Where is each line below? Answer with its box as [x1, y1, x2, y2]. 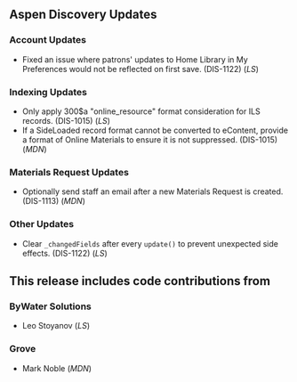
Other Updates [9, 218, 74, 231]
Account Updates [9, 34, 87, 46]
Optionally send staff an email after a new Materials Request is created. [21, 186, 284, 197]
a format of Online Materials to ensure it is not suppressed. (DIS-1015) [21, 134, 278, 145]
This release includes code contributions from [9, 273, 271, 289]
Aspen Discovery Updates [9, 7, 157, 22]
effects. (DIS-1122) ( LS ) [21, 248, 108, 258]
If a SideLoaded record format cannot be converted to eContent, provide [21, 125, 289, 135]
